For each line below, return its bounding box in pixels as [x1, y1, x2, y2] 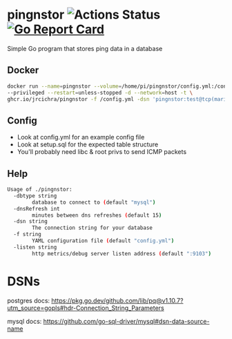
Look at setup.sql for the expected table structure [17, 140, 159, 148]
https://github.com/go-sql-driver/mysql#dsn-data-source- [43, 317, 210, 325]
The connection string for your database [32, 224, 153, 231]
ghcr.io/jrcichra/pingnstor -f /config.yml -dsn [7, 95, 150, 103]
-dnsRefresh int [13, 205, 60, 212]
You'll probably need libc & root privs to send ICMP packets [17, 148, 187, 156]
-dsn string [13, 218, 48, 225]
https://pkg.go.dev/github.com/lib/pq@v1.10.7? [51, 296, 184, 304]
